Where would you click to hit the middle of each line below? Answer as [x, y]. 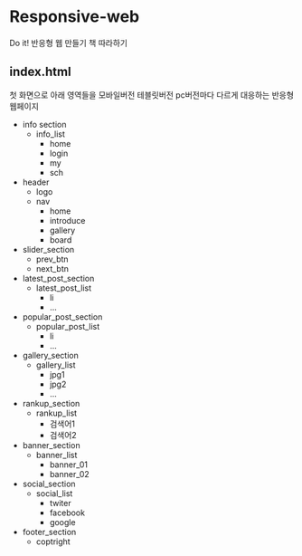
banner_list [57, 455]
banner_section [51, 445]
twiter [60, 503]
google [62, 522]
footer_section [49, 532]
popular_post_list [68, 326]
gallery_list [56, 365]
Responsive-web [75, 17]
